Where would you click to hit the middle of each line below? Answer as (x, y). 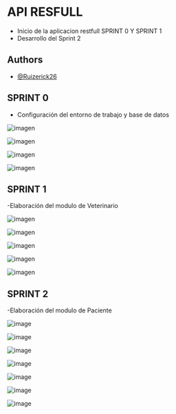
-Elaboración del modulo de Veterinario (63, 206)
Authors (25, 60)
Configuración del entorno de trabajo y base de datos (93, 115)
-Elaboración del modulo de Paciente (59, 310)
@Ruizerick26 (37, 76)
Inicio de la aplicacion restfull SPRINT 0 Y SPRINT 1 (89, 31)
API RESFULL (45, 12)
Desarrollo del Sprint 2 (49, 38)
